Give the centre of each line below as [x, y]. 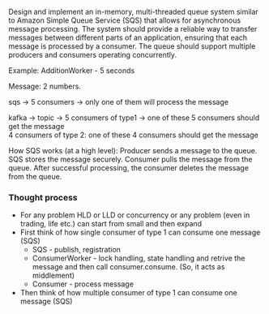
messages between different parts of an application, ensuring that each [128, 37]
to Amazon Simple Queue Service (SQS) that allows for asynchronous [125, 20]
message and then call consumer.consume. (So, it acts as [128, 267]
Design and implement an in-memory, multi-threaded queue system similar [134, 12]
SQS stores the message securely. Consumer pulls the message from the [130, 159]
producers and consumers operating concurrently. [92, 55]
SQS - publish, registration [77, 250]
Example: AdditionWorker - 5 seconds [72, 71]
